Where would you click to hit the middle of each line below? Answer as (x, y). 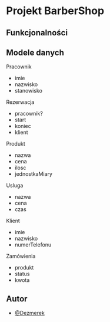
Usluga (15, 185)
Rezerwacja (20, 102)
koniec (23, 126)
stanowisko (29, 91)
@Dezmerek (30, 313)
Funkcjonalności (37, 33)
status (22, 274)
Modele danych (35, 52)
